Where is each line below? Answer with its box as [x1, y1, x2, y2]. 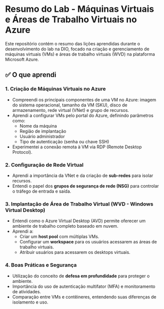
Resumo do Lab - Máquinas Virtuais [5, 3, 154, 15]
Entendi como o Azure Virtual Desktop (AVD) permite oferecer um [12, 218, 146, 224]
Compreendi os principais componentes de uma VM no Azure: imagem [12, 97, 157, 103]
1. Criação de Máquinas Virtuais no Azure [5, 85, 106, 92]
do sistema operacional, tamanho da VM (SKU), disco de [12, 102, 128, 108]
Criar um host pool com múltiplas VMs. [19, 234, 99, 240]
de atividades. [12, 288, 41, 294]
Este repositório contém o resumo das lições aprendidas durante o [5, 40, 140, 46]
